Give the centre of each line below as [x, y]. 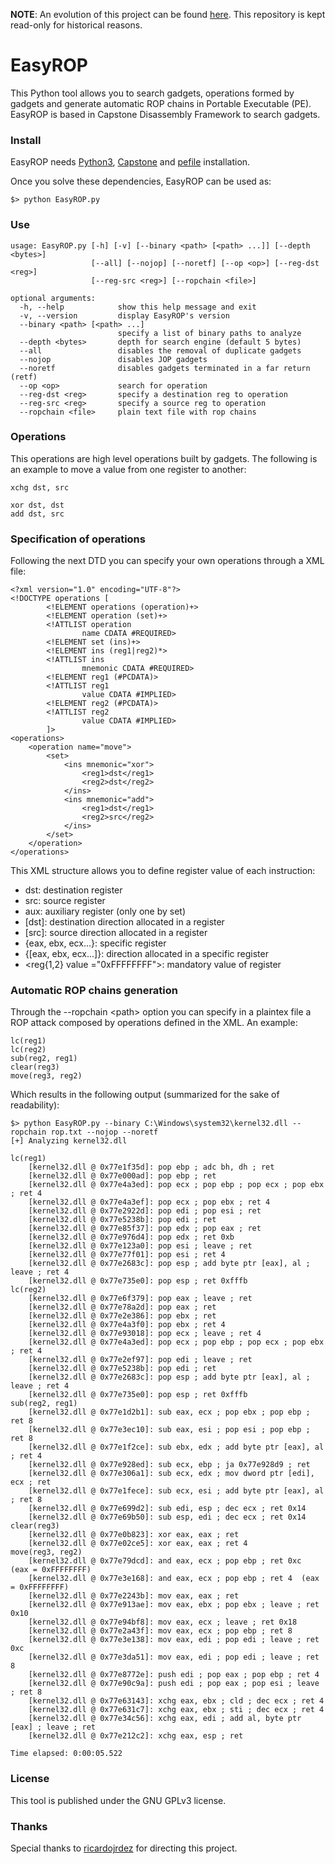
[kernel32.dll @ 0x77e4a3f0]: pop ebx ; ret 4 [127, 1325]
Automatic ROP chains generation [94, 991]
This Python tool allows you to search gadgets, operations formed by [152, 93]
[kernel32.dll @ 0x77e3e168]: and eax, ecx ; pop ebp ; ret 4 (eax [174, 1579]
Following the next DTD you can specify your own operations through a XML [167, 561]
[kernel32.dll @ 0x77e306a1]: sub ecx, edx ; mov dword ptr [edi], [171, 1474]
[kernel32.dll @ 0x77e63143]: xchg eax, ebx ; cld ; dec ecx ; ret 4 [176, 1701]
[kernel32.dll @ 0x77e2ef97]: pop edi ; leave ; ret [140, 1360]
